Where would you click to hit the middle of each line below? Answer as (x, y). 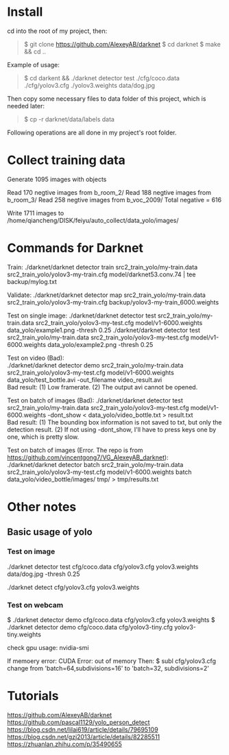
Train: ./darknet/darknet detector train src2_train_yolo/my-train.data (102, 267)
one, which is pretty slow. (43, 437)
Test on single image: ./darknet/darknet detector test (82, 315)
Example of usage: (34, 64)
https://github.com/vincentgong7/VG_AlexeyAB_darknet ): (88, 457)
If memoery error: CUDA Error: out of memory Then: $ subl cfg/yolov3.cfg (111, 661)
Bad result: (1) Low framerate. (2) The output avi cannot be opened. (103, 387)
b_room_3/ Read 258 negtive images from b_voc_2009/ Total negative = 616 (114, 200)
